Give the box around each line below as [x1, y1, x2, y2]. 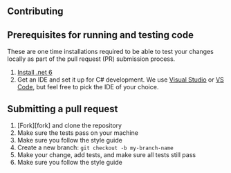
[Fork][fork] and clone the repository [17, 121, 122, 130]
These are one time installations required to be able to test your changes [7, 48, 214, 56]
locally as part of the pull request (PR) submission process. [7, 55, 176, 63]
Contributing [7, 6, 64, 17]
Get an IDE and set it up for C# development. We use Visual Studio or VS [17, 75, 225, 84]
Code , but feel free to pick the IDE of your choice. [17, 83, 159, 91]
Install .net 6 [17, 69, 53, 77]
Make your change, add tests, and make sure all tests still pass [17, 151, 196, 159]
